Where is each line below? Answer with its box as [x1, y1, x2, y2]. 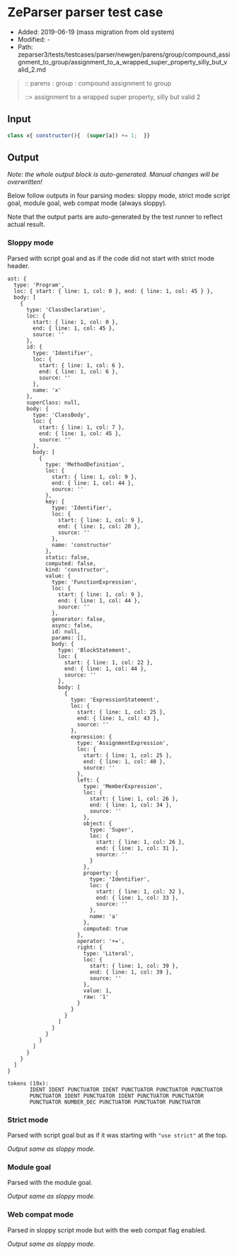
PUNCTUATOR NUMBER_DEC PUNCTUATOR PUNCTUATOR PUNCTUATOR [29, 1098, 201, 1106]
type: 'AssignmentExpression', [76, 739, 170, 746]
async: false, [52, 622, 93, 629]
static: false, [45, 553, 91, 561]
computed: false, [45, 560, 97, 567]
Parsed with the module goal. [7, 1179, 93, 1187]
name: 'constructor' [52, 541, 112, 548]
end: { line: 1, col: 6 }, [38, 368, 119, 375]
